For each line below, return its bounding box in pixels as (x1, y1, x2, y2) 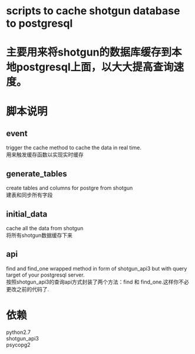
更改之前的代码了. (6, 285, 49, 292)
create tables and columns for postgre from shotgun (6, 185, 133, 192)
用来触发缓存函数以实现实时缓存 (6, 151, 84, 158)
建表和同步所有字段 (6, 191, 53, 199)
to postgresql (6, 17, 73, 30)
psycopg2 (6, 341, 31, 348)
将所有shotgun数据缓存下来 (6, 232, 72, 239)
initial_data (6, 209, 48, 219)
